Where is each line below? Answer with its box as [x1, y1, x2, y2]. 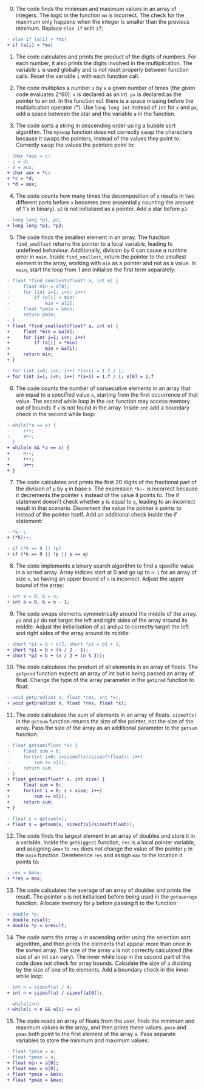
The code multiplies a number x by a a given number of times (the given [15, 84, 195, 91]
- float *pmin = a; [7, 1049, 56, 1055]
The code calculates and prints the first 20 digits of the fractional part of [15, 478, 197, 485]
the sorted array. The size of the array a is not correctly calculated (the [15, 946, 193, 954]
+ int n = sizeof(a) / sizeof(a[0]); [7, 990, 103, 996]
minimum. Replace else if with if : [15, 24, 103, 32]
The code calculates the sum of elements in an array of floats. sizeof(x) [15, 711, 197, 718]
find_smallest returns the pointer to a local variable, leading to [15, 240, 173, 247]
